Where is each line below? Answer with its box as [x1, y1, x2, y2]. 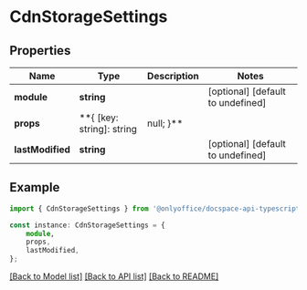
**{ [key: [79, 111, 119, 124]
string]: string [79, 123, 137, 135]
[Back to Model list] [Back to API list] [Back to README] [9, 271, 219, 282]
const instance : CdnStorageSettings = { [9, 221, 166, 230]
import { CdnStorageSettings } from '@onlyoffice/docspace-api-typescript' [9, 203, 304, 213]
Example [9, 180, 60, 195]
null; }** [147, 117, 184, 129]
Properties [9, 43, 71, 58]
